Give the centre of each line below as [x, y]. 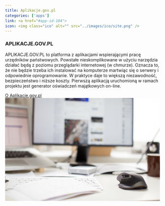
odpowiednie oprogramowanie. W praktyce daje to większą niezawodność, [81, 75]
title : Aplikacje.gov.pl [30, 10]
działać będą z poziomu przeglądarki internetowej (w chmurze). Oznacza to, [82, 65]
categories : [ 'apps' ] [27, 15]
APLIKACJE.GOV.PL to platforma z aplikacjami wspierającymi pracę [73, 55]
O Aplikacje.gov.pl [23, 95]
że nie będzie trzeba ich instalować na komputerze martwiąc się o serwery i [82, 70]
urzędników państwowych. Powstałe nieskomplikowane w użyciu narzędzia [82, 59]
